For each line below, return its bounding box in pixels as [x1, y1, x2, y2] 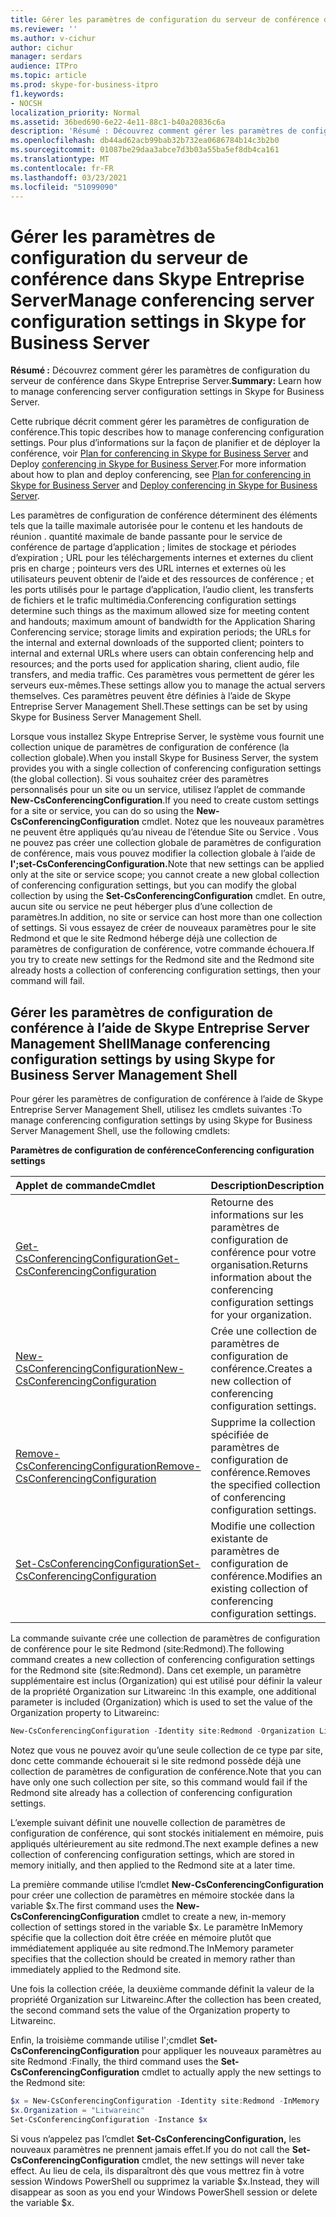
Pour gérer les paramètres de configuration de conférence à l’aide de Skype [10, 1093, 324, 1105]
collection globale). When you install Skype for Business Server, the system [10, 752, 319, 764]
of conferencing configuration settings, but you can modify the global [10, 879, 297, 891]
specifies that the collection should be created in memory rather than [10, 1953, 296, 1965]
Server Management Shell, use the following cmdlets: [10, 1125, 231, 1137]
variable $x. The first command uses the [10, 1900, 175, 1911]
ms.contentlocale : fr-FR [10, 163, 114, 173]
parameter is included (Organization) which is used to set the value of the [10, 1696, 313, 1708]
